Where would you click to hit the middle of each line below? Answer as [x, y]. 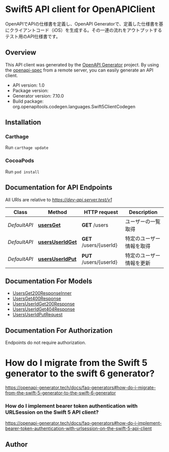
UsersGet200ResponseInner [42, 293]
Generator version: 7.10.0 [38, 96]
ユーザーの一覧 [143, 221]
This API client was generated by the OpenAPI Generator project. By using [82, 64]
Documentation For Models [49, 281]
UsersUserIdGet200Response [44, 304]
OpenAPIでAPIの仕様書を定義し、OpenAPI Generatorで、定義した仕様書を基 [84, 24]
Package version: [30, 90]
